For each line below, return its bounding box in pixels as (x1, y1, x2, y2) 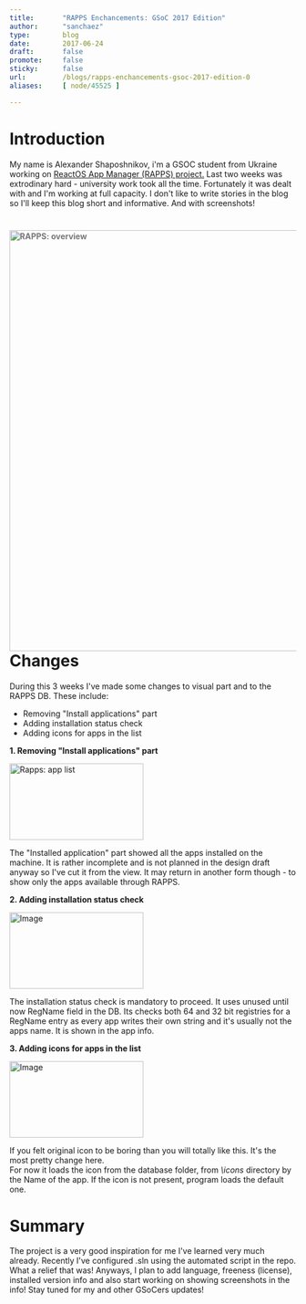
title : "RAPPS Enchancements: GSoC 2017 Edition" (9, 13, 226, 23)
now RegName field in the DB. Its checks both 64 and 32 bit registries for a (9, 1006, 291, 1017)
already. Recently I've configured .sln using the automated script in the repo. (9, 1256, 297, 1267)
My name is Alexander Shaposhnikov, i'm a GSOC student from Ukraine (9, 159, 278, 170)
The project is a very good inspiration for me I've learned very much (9, 1246, 265, 1257)
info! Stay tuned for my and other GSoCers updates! (9, 1284, 205, 1296)
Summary (9, 1215, 85, 1236)
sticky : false (9, 65, 84, 74)
